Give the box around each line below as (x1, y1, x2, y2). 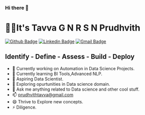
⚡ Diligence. (12, 104, 37, 110)
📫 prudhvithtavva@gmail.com (12, 92, 74, 97)
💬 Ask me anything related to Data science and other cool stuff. (12, 86, 140, 92)
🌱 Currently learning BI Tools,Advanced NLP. (12, 71, 103, 77)
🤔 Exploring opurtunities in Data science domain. (12, 81, 110, 87)
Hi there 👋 (5, 4, 29, 11)
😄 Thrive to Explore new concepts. (12, 98, 83, 104)
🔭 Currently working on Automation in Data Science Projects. (12, 65, 135, 71)
